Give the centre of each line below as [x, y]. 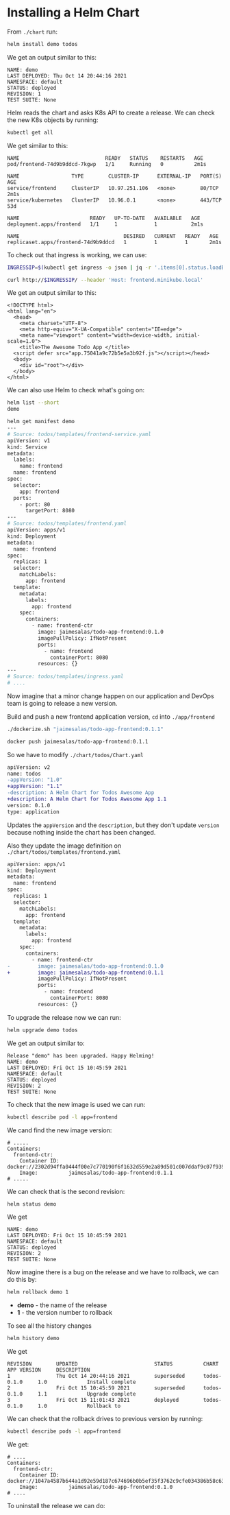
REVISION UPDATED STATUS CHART [113, 1364]
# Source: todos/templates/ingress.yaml [66, 677]
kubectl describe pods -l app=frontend [64, 1431]
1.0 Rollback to [79, 1406]
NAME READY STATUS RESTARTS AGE [105, 158]
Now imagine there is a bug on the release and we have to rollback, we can [113, 1272]
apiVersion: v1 [29, 440]
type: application [33, 812]
